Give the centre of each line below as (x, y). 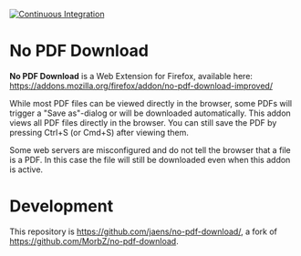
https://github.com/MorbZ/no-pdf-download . (94, 241)
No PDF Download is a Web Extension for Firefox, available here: (131, 76)
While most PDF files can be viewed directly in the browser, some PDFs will (151, 103)
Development (62, 206)
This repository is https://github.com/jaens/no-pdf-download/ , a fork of (144, 231)
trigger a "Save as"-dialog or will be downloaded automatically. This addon (150, 113)
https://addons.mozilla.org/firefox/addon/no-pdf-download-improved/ (141, 86)
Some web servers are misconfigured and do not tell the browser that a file (150, 149)
